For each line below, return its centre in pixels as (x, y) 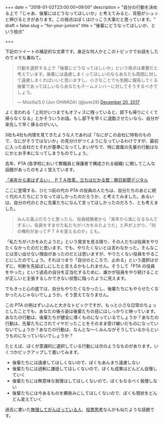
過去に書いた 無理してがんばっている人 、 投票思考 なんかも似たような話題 (78, 410)
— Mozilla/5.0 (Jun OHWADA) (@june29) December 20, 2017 (78, 102)
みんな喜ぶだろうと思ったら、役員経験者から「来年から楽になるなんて (87, 219)
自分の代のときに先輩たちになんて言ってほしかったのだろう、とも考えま (86, 202)
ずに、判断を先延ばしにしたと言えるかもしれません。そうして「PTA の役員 (80, 266)
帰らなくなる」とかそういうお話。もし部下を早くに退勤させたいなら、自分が (82, 118)
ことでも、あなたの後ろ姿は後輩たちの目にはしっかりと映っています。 (88, 311)
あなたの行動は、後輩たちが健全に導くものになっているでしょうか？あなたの (82, 317)
